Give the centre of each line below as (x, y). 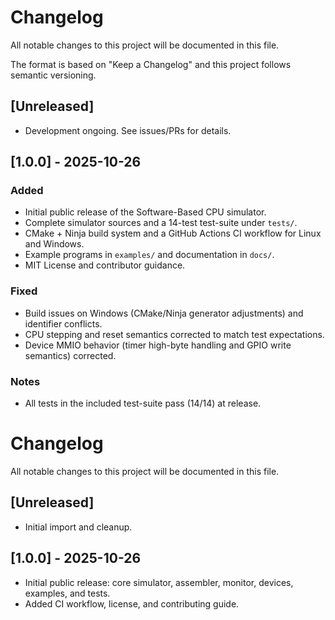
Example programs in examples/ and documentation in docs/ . (149, 255)
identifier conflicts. (63, 323)
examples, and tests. (67, 593)
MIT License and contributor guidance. (105, 265)
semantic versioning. (53, 75)
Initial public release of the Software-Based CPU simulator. (145, 212)
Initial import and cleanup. (78, 527)
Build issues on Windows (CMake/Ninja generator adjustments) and (164, 313)
